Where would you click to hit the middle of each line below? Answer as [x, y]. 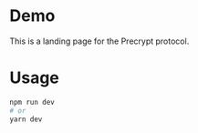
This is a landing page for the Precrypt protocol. [99, 41]
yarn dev [26, 119]
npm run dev [32, 102]
